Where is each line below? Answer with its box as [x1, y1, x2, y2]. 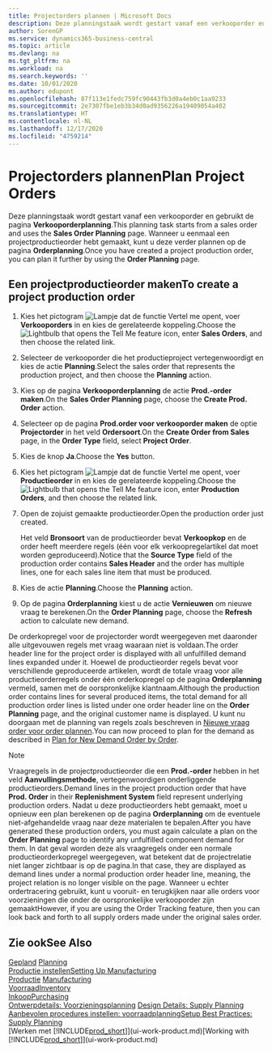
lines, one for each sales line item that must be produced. [19, 567, 212, 577]
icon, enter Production [163, 485, 240, 494]
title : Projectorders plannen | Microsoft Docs [8, 11, 172, 20]
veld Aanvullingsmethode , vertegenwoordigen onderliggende [8, 774, 217, 785]
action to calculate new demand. [19, 616, 130, 626]
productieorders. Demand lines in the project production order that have [8, 783, 247, 793]
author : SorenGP [8, 27, 63, 35]
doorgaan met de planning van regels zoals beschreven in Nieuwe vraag [8, 718, 250, 727]
